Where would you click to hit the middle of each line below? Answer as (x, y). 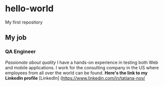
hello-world (30, 9)
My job (16, 38)
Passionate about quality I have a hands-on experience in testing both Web (82, 62)
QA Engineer (20, 52)
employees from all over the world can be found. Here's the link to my (76, 73)
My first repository (24, 22)
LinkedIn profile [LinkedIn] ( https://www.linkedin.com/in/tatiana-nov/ (75, 78)
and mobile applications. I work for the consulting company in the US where (82, 67)
